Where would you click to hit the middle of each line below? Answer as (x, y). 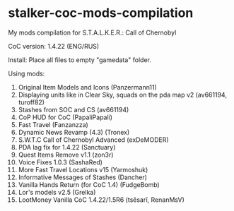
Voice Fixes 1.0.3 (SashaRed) (60, 162)
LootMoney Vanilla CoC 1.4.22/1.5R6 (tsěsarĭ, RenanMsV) (101, 200)
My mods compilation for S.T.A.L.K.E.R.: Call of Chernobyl (92, 32)
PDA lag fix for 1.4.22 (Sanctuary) (67, 147)
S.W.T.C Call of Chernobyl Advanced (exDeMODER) (93, 140)
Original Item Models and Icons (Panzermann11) (88, 87)
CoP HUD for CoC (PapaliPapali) (65, 117)
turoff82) (31, 102)
